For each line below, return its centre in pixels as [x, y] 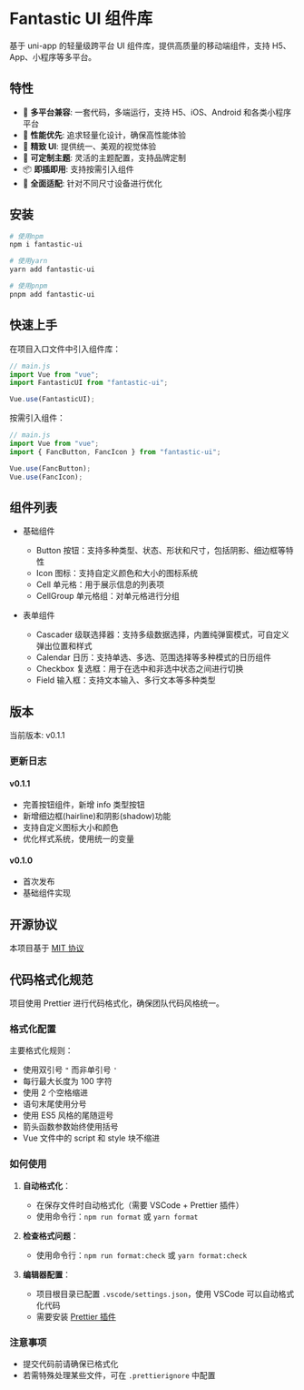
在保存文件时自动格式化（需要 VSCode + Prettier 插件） [140, 1205]
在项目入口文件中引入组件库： [65, 349]
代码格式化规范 [51, 979]
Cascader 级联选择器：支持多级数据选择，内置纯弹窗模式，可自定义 [163, 634]
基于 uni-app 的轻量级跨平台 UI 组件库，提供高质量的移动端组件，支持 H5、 [150, 46]
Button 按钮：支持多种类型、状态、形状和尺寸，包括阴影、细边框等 [161, 551]
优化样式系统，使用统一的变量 [78, 839]
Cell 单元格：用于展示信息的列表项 [100, 584]
